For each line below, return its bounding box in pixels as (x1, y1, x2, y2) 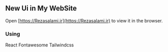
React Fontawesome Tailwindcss (5, 42, 74, 48)
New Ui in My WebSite (5, 4, 77, 13)
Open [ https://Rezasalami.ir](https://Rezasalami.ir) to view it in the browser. (5, 17, 163, 23)
